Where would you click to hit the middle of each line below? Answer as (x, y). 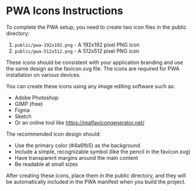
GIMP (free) (29, 103)
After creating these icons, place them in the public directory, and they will (96, 175)
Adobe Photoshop (36, 98)
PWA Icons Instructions (65, 11)
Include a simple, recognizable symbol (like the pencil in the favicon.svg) (102, 152)
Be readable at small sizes (46, 164)
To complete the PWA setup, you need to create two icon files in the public (96, 27)
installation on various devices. (43, 75)
